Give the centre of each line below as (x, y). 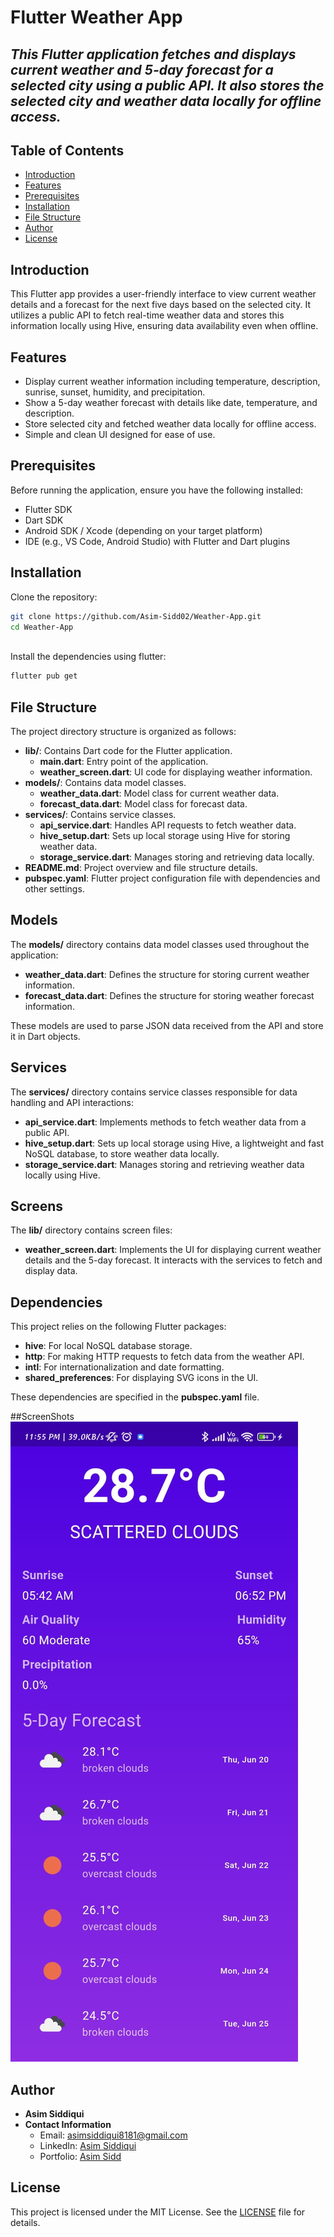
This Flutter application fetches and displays (153, 54)
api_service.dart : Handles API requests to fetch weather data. (168, 825)
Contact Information (68, 2125)
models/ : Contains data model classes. (105, 782)
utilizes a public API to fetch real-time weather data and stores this (147, 315)
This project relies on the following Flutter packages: (118, 1327)
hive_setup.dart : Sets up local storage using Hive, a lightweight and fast (174, 1143)
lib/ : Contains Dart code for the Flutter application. (128, 750)
